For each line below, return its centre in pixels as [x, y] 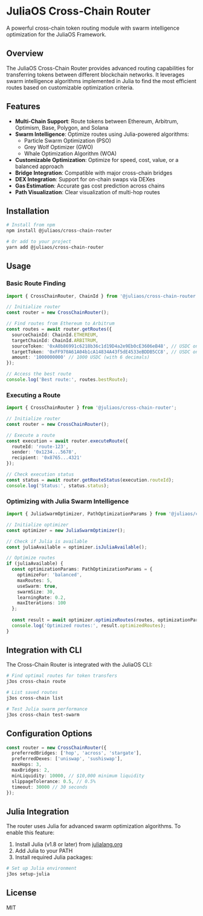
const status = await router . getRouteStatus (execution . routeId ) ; [90, 480]
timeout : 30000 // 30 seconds [50, 787]
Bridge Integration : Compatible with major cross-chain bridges [94, 173]
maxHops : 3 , [27, 765]
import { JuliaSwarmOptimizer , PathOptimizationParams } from [86, 514]
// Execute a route [31, 435]
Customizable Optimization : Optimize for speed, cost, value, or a [97, 160]
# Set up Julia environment [42, 869]
